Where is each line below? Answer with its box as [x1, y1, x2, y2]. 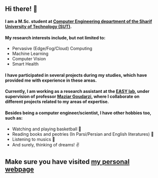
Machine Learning [12, 51, 49, 56]
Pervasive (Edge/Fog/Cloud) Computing [12, 46, 92, 52]
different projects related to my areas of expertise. [5, 99, 109, 105]
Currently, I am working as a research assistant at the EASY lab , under [5, 89, 150, 94]
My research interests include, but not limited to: [5, 35, 105, 40]
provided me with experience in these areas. [5, 77, 97, 83]
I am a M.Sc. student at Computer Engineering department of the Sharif [5, 18, 152, 24]
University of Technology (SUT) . [5, 23, 72, 29]
